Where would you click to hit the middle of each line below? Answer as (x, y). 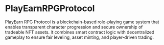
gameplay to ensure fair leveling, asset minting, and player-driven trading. (80, 37)
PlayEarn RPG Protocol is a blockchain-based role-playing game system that (82, 22)
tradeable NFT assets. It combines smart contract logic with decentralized (80, 32)
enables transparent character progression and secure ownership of (74, 27)
